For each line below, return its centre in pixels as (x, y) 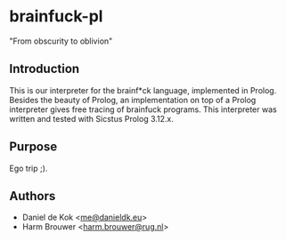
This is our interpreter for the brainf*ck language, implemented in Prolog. (143, 90)
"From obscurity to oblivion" (61, 41)
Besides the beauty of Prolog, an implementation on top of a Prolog (133, 100)
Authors (33, 196)
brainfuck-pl (56, 16)
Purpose (33, 147)
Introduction (45, 69)
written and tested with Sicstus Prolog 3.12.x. (91, 118)
